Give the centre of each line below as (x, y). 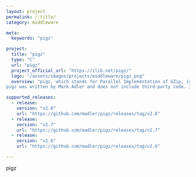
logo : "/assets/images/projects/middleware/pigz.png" (78, 76)
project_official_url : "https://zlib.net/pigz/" (71, 71)
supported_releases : (31, 98)
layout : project (26, 11)
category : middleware (32, 22)
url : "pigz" (26, 65)
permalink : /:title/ (31, 17)
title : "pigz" (28, 54)
